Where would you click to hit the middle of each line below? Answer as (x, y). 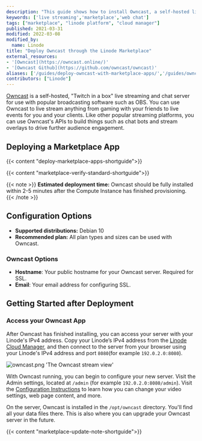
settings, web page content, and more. (54, 395)
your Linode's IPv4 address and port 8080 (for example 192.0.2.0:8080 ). (94, 353)
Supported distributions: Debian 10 (59, 230)
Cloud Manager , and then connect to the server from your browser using (96, 347)
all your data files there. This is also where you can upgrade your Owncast (98, 413)
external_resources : (32, 56)
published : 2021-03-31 (35, 29)
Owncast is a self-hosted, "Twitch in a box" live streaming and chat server (98, 96)
